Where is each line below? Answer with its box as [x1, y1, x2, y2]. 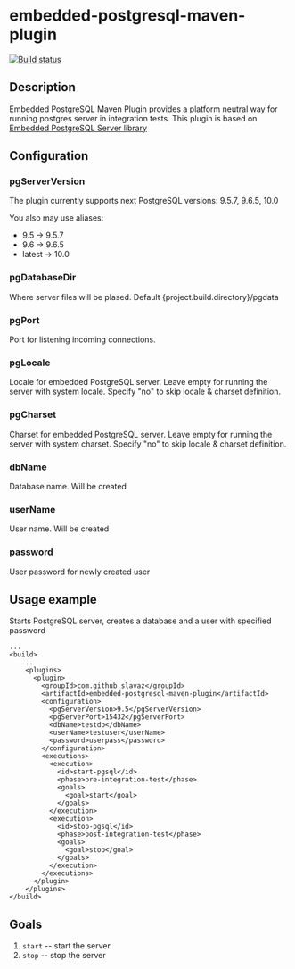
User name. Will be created [9, 523, 110, 534]
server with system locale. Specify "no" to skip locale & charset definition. [9, 386, 282, 397]
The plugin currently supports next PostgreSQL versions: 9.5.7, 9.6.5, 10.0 [9, 196, 279, 206]
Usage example [9, 591, 98, 607]
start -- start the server [21, 940, 111, 951]
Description [9, 79, 76, 95]
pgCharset [9, 408, 56, 421]
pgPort [9, 313, 40, 326]
